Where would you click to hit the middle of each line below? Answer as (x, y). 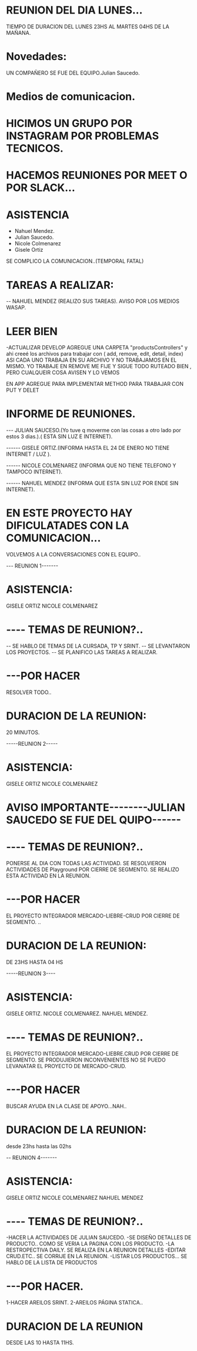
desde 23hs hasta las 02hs (39, 1146)
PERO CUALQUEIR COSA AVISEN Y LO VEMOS (63, 373)
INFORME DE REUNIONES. (71, 414)
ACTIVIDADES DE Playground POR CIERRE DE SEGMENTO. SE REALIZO (93, 869)
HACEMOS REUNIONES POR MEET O (97, 176)
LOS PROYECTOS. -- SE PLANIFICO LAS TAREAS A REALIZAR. (82, 652)
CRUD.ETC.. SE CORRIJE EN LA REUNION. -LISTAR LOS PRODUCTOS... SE (97, 1256)
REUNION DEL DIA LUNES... (74, 10)
